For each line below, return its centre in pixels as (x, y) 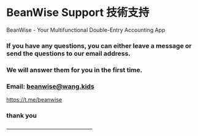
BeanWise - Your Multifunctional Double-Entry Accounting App (86, 30)
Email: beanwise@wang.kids (51, 86)
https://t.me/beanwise (34, 100)
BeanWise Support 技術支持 (78, 13)
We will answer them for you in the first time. (74, 70)
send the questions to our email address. (68, 53)
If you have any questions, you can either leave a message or (99, 45)
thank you (22, 115)
